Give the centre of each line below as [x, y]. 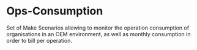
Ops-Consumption [55, 11]
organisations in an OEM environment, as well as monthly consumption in [98, 34]
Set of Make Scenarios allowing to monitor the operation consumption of [98, 28]
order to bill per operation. [39, 40]
